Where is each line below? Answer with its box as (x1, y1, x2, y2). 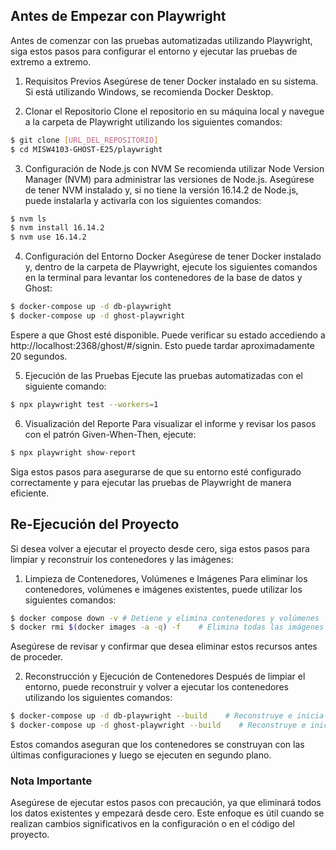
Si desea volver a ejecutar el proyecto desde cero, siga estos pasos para (10, 542, 310, 554)
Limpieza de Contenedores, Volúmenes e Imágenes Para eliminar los (24, 572, 308, 584)
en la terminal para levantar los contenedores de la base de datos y (24, 272, 303, 284)
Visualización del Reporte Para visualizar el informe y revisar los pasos (24, 417, 317, 429)
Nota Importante (10, 774, 93, 788)
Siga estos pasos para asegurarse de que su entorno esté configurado (10, 465, 302, 478)
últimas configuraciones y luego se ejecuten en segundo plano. (10, 749, 272, 761)
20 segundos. (10, 350, 68, 362)
